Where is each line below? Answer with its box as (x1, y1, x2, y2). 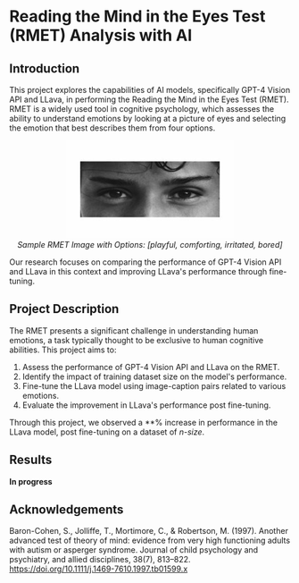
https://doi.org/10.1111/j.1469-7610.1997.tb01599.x (9, 563, 188, 574)
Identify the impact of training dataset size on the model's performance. (21, 371, 287, 382)
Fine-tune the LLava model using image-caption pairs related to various (21, 380, 287, 391)
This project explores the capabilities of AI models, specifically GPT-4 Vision (9, 85, 291, 95)
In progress (9, 476, 53, 486)
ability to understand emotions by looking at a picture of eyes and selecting (9, 114, 287, 123)
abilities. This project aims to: (9, 344, 117, 355)
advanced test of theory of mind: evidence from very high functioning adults (9, 535, 291, 546)
